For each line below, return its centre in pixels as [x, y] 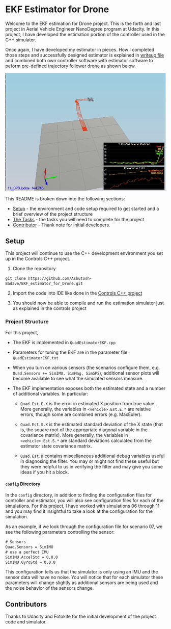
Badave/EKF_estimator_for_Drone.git [44, 283]
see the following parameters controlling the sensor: [60, 532]
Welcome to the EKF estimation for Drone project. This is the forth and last [83, 23]
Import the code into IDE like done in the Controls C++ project [77, 293]
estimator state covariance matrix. [56, 446]
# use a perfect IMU [27, 552]
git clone [16, 278]
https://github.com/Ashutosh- [60, 278]
